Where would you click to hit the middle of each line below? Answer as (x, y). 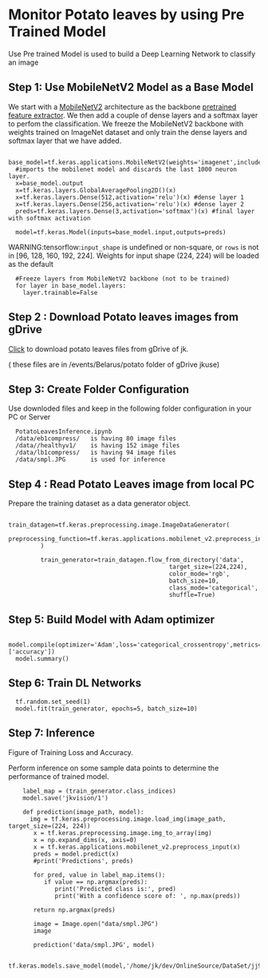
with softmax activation (49, 218)
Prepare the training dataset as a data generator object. (99, 503)
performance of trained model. (59, 776)
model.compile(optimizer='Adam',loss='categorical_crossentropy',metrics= (135, 645)
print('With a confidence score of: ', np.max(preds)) (148, 896)
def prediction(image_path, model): (84, 812)
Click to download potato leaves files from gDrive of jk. (99, 348)
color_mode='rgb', (199, 574)
